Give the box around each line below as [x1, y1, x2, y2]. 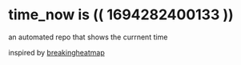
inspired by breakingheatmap [8, 47, 106, 57]
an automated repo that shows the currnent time [8, 32, 168, 42]
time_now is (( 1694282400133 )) [8, 6, 234, 24]
